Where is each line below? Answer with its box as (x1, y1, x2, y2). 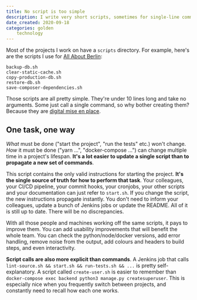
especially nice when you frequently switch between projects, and (6, 281, 166, 288)
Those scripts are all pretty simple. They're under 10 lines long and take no (6, 95, 186, 102)
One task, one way (6, 125, 75, 135)
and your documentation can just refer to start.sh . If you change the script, (6, 189, 189, 196)
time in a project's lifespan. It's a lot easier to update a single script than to (6, 152, 189, 159)
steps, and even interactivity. (6, 244, 76, 251)
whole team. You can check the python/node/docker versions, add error (6, 232, 181, 239)
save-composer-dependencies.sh (6, 85, 83, 91)
